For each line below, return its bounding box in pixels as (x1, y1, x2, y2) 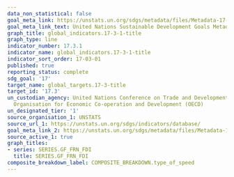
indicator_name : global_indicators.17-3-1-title (7, 49, 151, 56)
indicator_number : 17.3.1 (7, 43, 82, 49)
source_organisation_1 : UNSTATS (7, 114, 101, 121)
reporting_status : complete (7, 68, 89, 75)
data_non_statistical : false (7, 10, 92, 17)
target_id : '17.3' (7, 88, 61, 95)
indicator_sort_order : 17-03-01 (7, 56, 101, 63)
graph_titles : (7, 140, 49, 147)
